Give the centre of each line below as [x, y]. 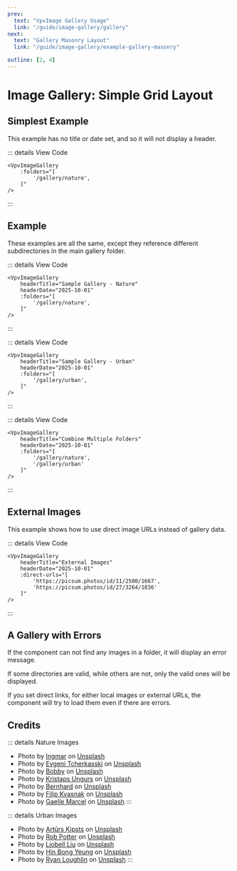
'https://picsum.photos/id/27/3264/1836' [95, 587]
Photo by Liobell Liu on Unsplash [66, 845]
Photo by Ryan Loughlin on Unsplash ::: [75, 860]
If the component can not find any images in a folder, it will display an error [117, 652]
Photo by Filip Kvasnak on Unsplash [70, 794]
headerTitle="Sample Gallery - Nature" [79, 284]
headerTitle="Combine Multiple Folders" [81, 439]
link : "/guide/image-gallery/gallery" [72, 27]
